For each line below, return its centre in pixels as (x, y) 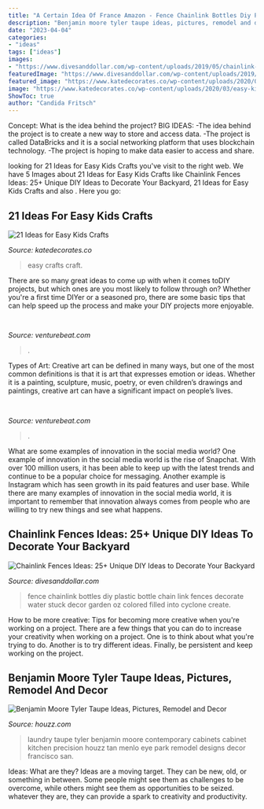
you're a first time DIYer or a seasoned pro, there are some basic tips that (127, 297)
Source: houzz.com (40, 724)
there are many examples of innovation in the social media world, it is (120, 493)
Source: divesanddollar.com (54, 581)
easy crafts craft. (55, 265)
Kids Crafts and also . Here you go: (65, 191)
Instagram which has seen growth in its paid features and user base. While (129, 484)
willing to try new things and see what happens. (86, 509)
